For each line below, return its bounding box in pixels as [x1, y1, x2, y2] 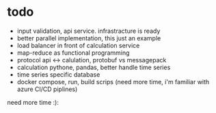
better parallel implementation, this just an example [16, 34, 161, 42]
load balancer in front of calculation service [16, 41, 140, 49]
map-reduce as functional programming [16, 49, 130, 57]
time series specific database [16, 70, 100, 79]
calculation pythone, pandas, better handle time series [16, 63, 171, 71]
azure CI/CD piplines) [16, 85, 78, 93]
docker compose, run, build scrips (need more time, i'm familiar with [16, 77, 210, 86]
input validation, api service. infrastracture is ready [16, 27, 161, 35]
